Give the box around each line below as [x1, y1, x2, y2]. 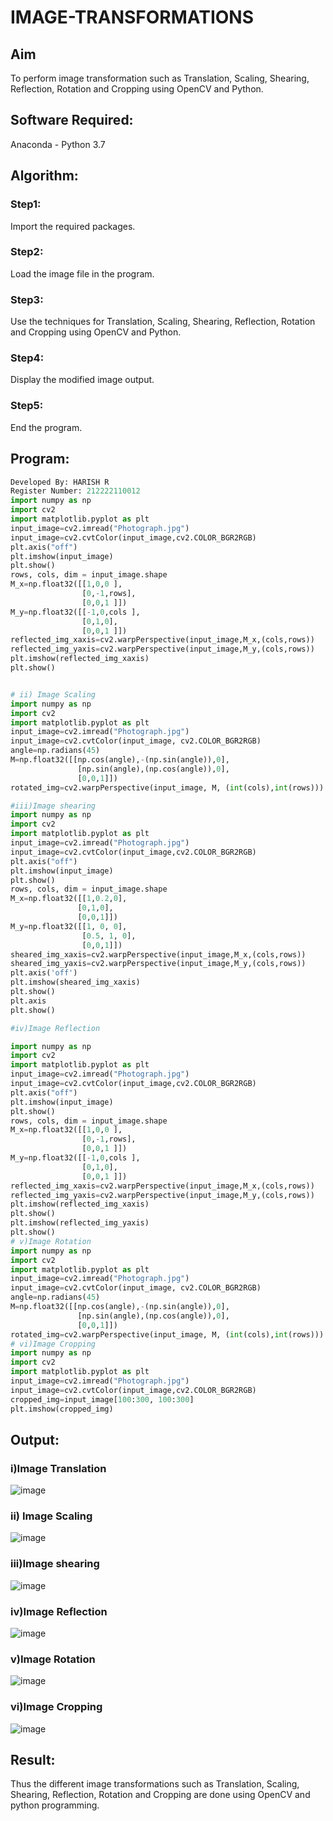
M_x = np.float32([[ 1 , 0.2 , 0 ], [10, 894, 128, 904]
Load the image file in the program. [10, 267, 155, 280]
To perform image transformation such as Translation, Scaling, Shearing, [10, 72, 310, 84]
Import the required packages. [10, 220, 136, 232]
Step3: [10, 292, 44, 306]
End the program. [10, 421, 83, 433]
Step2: [10, 245, 44, 259]
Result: [10, 1752, 56, 1769]
